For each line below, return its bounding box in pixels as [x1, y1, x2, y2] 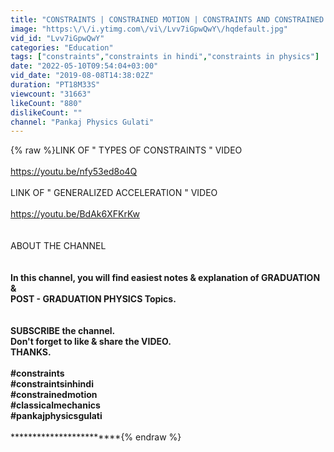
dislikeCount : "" [10, 107, 83, 118]
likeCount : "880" [10, 98, 83, 108]
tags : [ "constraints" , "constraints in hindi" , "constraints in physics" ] [10, 52, 320, 62]
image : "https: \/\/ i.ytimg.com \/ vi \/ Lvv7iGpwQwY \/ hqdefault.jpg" [10, 24, 288, 34]
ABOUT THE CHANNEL [10, 240, 107, 252]
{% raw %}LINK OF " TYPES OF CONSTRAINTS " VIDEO [10, 144, 243, 156]
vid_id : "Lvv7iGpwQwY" [10, 33, 105, 43]
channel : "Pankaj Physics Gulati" [10, 117, 155, 127]
